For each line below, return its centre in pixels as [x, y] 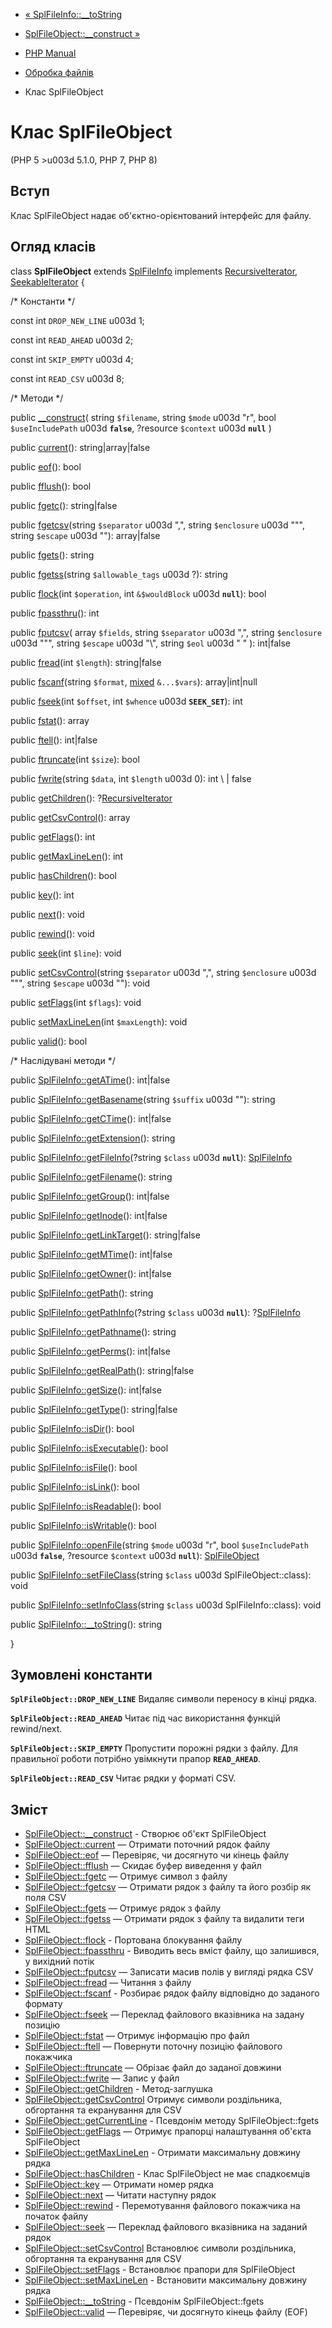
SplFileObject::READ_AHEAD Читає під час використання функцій [145, 1718]
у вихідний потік [59, 1961]
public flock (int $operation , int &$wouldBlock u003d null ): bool [138, 593]
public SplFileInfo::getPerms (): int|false [90, 1351]
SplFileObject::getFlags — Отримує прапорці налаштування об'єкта [168, 2131]
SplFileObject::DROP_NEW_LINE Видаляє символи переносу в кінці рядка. [164, 1699]
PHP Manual [50, 53]
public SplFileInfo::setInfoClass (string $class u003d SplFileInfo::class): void [166, 1605]
